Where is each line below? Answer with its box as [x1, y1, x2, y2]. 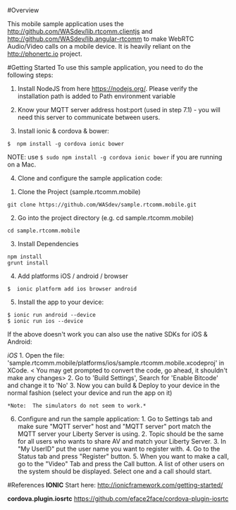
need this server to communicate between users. [17, 113, 161, 121]
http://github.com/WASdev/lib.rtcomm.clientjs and [7, 28, 153, 35]
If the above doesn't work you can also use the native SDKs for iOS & [7, 330, 208, 338]
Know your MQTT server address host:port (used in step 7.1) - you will [17, 106, 221, 114]
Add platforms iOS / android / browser [17, 272, 128, 280]
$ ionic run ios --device [7, 317, 83, 324]
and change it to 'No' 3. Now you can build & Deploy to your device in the [7, 381, 221, 389]
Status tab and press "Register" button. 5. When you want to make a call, [17, 452, 229, 461]
